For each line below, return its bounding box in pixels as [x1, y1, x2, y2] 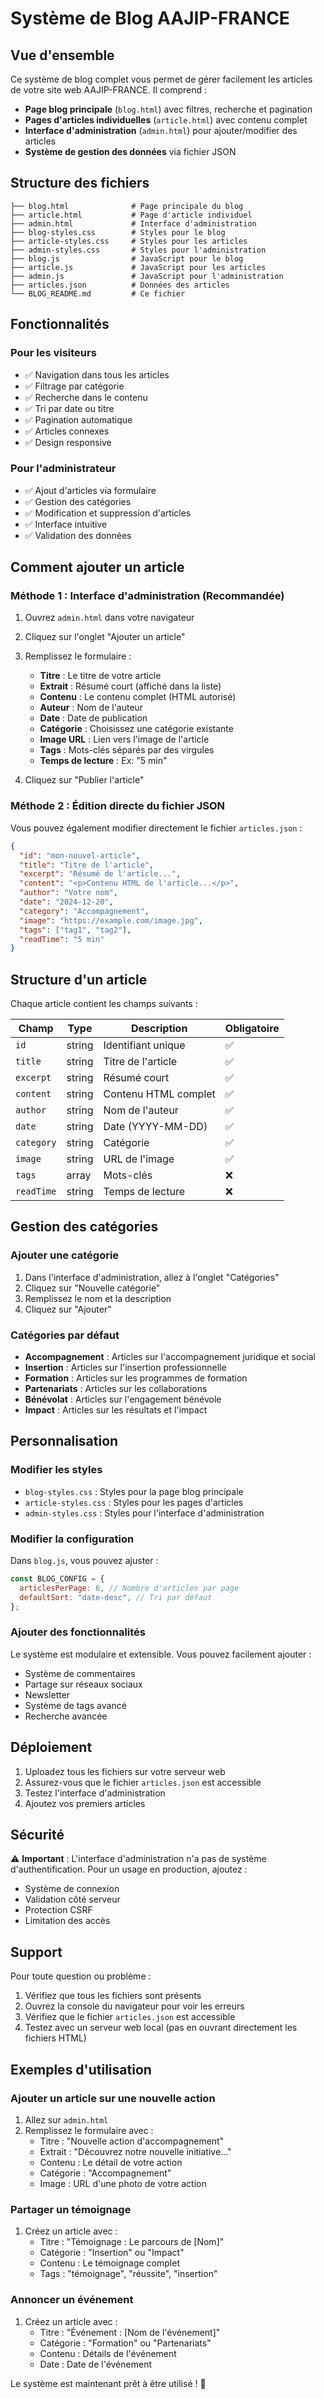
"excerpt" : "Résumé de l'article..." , [19, 869, 182, 879]
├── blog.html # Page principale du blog [10, 201, 244, 211]
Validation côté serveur [24, 1893, 121, 1906]
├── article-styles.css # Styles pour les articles [10, 236, 248, 246]
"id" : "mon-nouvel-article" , [19, 850, 141, 861]
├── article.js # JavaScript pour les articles [10, 262, 267, 272]
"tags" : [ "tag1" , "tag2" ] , [19, 925, 132, 935]
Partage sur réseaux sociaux [24, 1678, 143, 1690]
